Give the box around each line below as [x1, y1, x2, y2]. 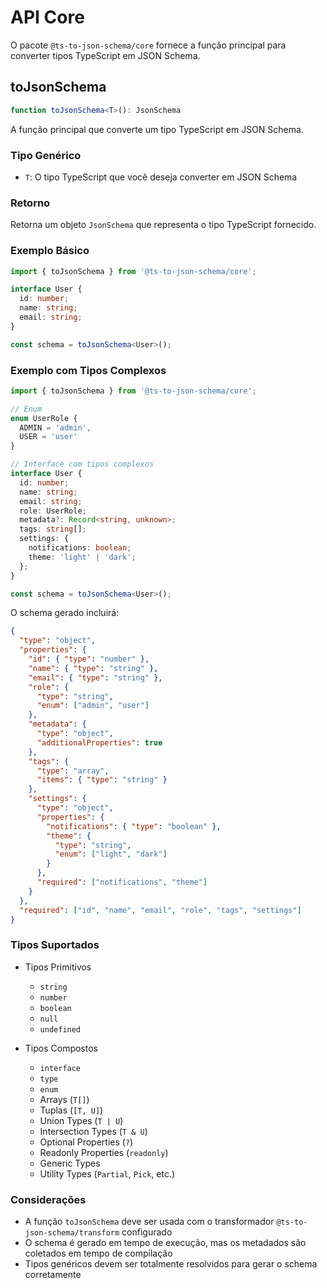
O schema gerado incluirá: [10, 607, 120, 619]
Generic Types [39, 1157, 101, 1169]
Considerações [10, 1192, 87, 1206]
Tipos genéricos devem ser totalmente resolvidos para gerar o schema [24, 1258, 318, 1270]
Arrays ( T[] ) [39, 1093, 90, 1105]
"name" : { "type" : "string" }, [28, 663, 159, 673]
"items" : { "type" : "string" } [36, 775, 168, 785]
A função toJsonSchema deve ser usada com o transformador [24, 1216, 275, 1228]
